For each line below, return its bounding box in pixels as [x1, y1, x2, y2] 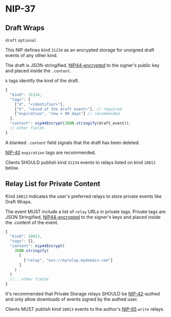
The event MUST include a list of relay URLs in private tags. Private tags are [5, 208, 166, 215]
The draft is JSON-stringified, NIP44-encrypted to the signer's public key [5, 62, 160, 68]
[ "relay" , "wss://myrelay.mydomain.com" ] [23, 258, 113, 263]
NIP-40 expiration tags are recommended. [5, 149, 96, 155]
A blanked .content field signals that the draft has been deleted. [5, 139, 140, 146]
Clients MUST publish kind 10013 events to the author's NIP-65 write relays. [5, 306, 165, 312]
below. [5, 165, 19, 171]
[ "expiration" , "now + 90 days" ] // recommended [14, 111, 120, 117]
